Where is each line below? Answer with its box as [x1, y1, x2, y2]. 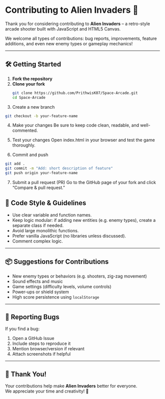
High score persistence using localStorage [12, 294, 100, 300]
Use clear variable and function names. [12, 212, 92, 218]
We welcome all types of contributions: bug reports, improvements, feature [5, 35, 157, 41]
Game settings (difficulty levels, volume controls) [12, 283, 111, 289]
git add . [5, 161, 26, 166]
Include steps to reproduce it [12, 340, 71, 346]
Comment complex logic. [12, 238, 63, 244]
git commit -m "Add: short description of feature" [5, 166, 113, 171]
